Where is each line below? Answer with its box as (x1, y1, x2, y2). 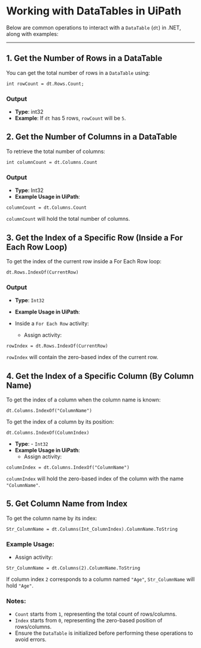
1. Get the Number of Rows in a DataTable (6, 53, 163, 63)
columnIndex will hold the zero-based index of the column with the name (6, 475, 184, 482)
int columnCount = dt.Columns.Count (6, 159, 98, 165)
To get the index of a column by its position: (6, 418, 114, 425)
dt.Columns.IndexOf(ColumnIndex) (6, 430, 90, 436)
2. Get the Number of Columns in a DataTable (6, 132, 178, 142)
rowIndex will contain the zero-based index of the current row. (6, 354, 159, 361)
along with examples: (6, 30, 59, 37)
